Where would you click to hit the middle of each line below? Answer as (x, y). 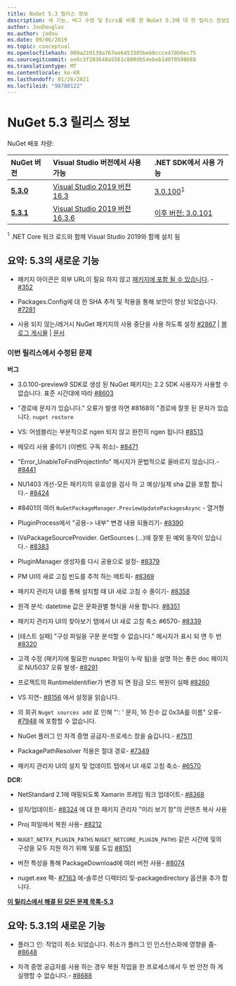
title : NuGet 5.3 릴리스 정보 (48, 14)
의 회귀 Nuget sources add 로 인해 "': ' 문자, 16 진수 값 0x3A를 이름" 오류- (119, 712)
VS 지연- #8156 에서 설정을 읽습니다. (68, 697)
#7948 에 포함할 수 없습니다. (57, 721)
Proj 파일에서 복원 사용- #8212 (60, 824)
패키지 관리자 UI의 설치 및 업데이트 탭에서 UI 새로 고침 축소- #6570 (109, 766)
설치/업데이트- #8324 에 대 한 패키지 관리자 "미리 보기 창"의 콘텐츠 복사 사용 (122, 809)
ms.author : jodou (33, 33)
